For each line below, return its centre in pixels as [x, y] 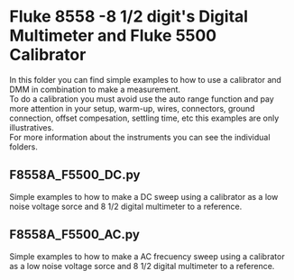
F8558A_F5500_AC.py [74, 235]
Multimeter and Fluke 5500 [113, 36]
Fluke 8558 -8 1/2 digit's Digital [129, 17]
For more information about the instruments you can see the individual [140, 137]
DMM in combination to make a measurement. [95, 89]
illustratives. [32, 127]
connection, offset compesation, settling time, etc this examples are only [144, 118]
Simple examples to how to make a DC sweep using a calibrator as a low [144, 196]
